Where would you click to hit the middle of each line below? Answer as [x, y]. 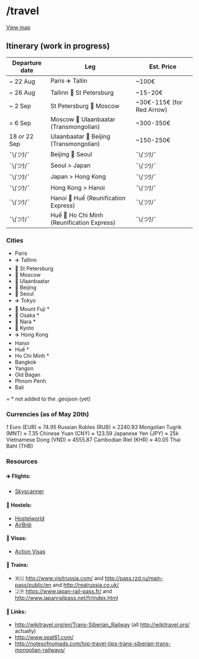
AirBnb [23, 525]
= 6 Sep [20, 123]
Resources [22, 462]
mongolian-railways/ [40, 650]
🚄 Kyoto [24, 328]
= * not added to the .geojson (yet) [48, 399]
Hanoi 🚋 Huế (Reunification [88, 198]
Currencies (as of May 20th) [48, 414]
